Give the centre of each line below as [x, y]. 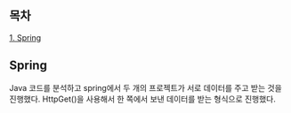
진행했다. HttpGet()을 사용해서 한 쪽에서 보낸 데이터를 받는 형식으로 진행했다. [142, 99]
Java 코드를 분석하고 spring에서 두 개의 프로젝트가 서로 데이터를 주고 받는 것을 [145, 87]
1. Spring [25, 37]
